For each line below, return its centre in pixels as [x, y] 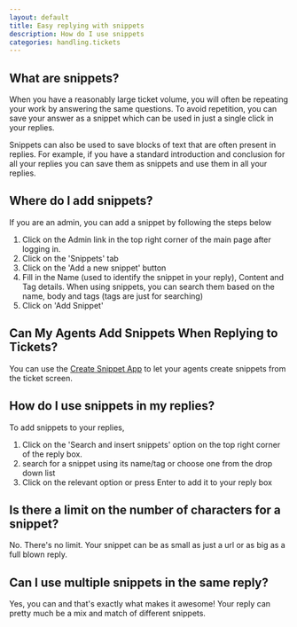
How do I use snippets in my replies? [112, 406]
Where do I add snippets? [81, 201]
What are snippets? [64, 78]
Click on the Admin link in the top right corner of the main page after [147, 239]
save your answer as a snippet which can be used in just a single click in [141, 118]
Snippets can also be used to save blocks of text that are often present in [143, 145]
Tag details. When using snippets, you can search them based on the [148, 286]
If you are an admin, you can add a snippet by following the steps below [141, 222]
